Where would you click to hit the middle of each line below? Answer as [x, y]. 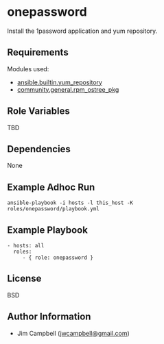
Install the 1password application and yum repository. [82, 31]
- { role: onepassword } [58, 258]
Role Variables [38, 111]
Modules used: [28, 69]
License [24, 279]
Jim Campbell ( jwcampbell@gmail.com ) [73, 333]
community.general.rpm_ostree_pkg [68, 89]
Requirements [38, 52]
